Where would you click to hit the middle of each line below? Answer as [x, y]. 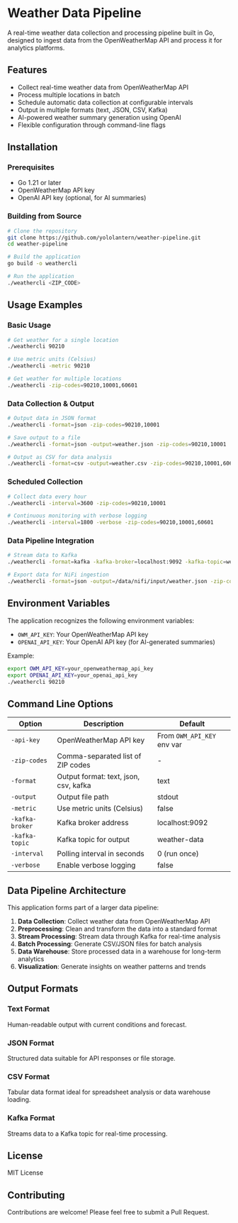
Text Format [29, 1009]
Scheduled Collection [45, 482]
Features [27, 70]
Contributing [36, 1195]
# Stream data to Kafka [42, 555]
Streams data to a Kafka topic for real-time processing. [87, 1134]
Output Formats [43, 989]
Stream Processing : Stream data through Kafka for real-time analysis [119, 936]
